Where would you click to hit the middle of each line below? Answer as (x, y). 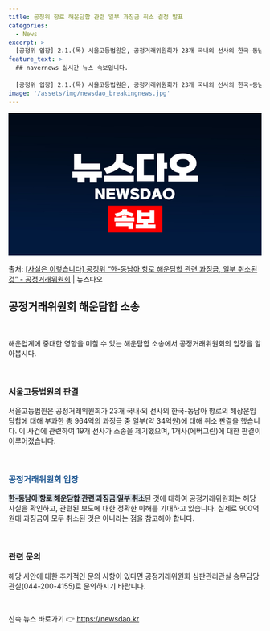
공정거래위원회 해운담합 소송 (74, 307)
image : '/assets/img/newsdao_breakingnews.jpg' (90, 93)
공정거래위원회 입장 (43, 480)
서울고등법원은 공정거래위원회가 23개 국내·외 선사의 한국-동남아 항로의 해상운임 (133, 411)
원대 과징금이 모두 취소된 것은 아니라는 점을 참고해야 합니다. (102, 518)
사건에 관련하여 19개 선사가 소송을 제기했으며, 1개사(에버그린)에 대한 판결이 (144, 431)
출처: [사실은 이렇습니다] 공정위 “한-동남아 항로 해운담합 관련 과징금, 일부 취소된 (133, 269)
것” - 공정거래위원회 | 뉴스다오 (55, 279)
